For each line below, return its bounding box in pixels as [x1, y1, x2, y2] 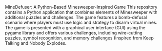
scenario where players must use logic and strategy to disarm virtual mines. [5, 19, 158, 25]
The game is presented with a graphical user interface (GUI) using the [5, 25, 145, 31]
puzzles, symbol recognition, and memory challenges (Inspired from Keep [5, 35, 154, 41]
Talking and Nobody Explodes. [5, 40, 67, 46]
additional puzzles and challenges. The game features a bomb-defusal [5, 15, 147, 20]
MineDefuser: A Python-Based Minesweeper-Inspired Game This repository [5, 4, 158, 10]
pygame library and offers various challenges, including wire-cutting [5, 30, 142, 35]
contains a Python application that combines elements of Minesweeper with [5, 9, 158, 15]
